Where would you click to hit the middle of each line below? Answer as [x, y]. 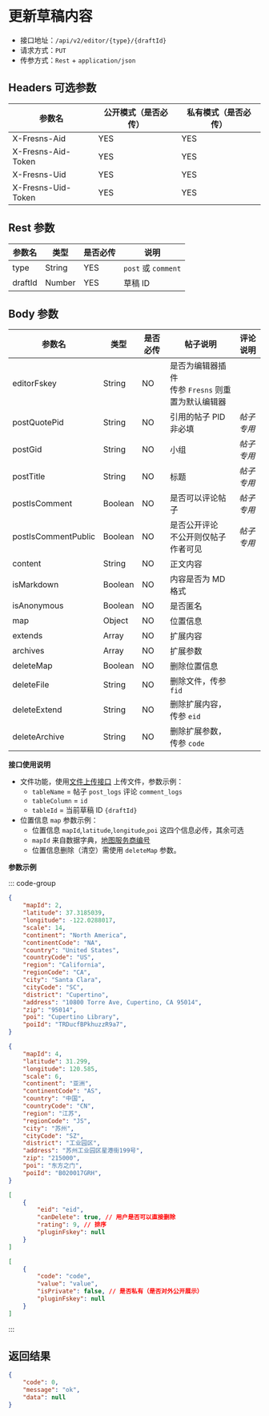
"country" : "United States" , [71, 950]
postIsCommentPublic [54, 537]
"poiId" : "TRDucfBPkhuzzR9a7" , [75, 1025]
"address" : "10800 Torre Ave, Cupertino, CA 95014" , [112, 1002]
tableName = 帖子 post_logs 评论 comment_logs [107, 792]
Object [116, 621]
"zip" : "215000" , [52, 1158]
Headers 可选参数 [52, 88]
